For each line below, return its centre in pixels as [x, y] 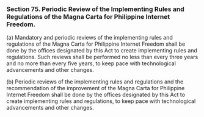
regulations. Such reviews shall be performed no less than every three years [102, 57]
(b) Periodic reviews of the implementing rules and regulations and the [95, 82]
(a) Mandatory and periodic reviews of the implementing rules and [89, 38]
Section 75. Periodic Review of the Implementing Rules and [95, 9]
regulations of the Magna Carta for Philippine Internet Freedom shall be [96, 44]
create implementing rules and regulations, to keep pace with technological [101, 101]
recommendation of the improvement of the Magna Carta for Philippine [96, 88]
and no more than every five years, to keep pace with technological [91, 63]
